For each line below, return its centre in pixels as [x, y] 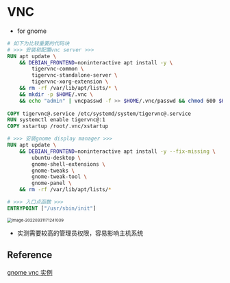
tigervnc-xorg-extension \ [70, 82]
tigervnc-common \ [58, 69]
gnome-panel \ [52, 183]
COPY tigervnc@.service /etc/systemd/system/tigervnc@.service [99, 114]
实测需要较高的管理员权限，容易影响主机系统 [80, 233]
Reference [30, 255]
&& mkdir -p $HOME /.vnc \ [56, 94]
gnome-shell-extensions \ [69, 164]
